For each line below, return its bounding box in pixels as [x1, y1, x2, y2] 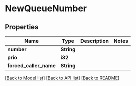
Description [80, 38, 109, 44]
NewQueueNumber [5, 3, 87, 14]
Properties [5, 23, 39, 31]
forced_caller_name [7, 62, 56, 69]
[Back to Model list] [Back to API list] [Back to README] [5, 75, 120, 81]
